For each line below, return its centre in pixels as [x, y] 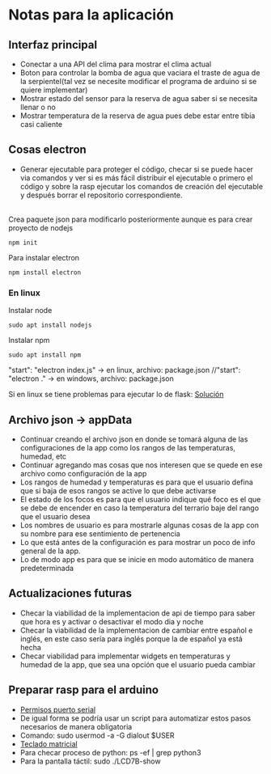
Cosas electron [47, 150]
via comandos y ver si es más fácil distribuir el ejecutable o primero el [136, 178]
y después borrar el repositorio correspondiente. [102, 195]
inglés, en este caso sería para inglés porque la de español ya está [131, 639]
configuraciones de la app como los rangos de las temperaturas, [128, 447]
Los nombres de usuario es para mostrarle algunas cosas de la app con [139, 525]
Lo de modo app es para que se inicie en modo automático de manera [137, 559]
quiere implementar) [54, 90]
